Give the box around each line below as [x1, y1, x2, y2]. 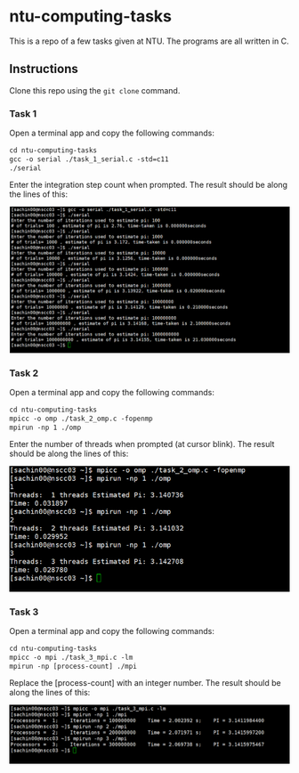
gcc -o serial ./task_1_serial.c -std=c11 [9, 155, 169, 164]
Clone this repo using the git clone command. [9, 85, 181, 95]
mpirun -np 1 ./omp [9, 423, 82, 433]
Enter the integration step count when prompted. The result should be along [9, 180, 287, 191]
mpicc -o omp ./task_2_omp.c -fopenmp [9, 414, 153, 424]
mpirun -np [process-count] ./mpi [9, 662, 138, 671]
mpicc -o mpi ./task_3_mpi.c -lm [9, 653, 133, 662]
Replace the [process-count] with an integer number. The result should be [9, 677, 282, 688]
